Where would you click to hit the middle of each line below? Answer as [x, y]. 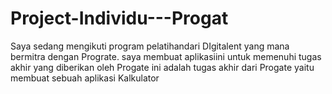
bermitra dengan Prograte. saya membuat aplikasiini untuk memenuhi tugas [166, 56]
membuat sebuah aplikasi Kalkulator [85, 78]
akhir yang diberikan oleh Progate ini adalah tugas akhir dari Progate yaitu [162, 67]
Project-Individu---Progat [119, 18]
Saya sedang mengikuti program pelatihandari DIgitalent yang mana [150, 46]
